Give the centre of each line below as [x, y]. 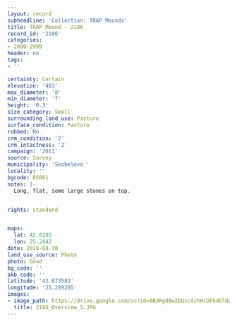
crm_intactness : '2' [38, 145]
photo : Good [25, 261]
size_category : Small [39, 112]
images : [19, 294]
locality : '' [26, 171]
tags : [15, 60]
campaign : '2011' [33, 151]
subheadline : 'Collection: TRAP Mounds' [68, 20]
